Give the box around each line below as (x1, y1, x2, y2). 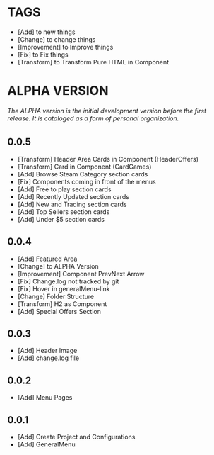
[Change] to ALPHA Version (17, 262, 99, 270)
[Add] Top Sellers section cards (17, 207, 110, 216)
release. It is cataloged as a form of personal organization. (7, 114, 179, 123)
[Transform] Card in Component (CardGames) (17, 162, 152, 171)
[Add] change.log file (17, 354, 80, 362)
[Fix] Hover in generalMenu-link (17, 284, 111, 293)
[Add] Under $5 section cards (17, 215, 105, 223)
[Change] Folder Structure (17, 292, 94, 300)
